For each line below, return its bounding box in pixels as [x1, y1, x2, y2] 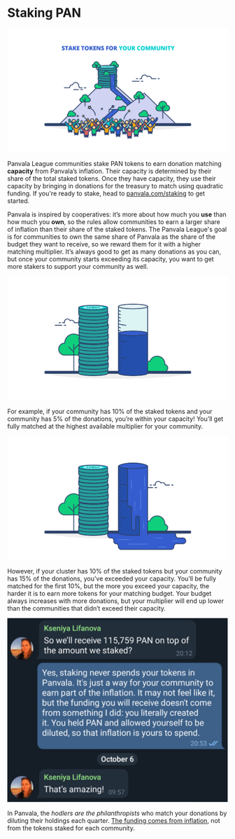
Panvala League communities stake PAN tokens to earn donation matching [7, 160, 222, 168]
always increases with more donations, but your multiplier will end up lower [7, 597, 224, 605]
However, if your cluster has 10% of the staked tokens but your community [7, 567, 222, 576]
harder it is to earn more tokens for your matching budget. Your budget [7, 590, 212, 598]
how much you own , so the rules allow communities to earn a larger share [7, 218, 220, 226]
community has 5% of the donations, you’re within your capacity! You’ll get [7, 415, 224, 423]
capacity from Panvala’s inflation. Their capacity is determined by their [7, 167, 212, 176]
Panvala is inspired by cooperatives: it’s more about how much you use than [7, 210, 227, 219]
